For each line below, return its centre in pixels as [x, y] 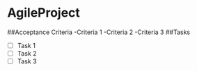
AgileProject [44, 13]
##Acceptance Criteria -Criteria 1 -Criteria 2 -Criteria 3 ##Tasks [98, 32]
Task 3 [27, 61]
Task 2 [27, 53]
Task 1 [26, 45]
